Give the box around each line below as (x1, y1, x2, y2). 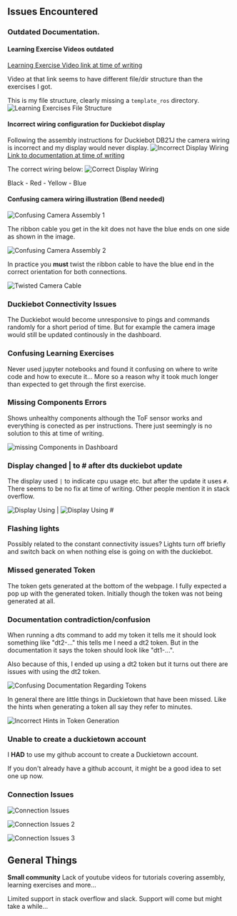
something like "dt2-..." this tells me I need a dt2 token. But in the (7, 638, 198, 647)
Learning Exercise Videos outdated (7, 44, 114, 53)
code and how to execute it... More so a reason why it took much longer (7, 372, 219, 381)
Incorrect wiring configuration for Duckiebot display (7, 120, 166, 129)
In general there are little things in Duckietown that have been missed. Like (7, 695, 227, 703)
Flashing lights (7, 524, 60, 534)
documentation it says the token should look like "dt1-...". (7, 646, 175, 654)
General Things (7, 854, 77, 866)
